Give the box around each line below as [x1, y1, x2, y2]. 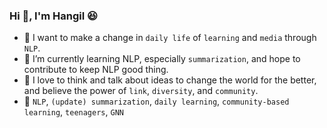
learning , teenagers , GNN [23, 106, 124, 118]
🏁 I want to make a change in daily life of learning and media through [23, 32, 317, 44]
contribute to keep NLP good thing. [23, 64, 169, 76]
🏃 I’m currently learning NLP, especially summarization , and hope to [23, 53, 301, 65]
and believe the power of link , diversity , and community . [23, 85, 259, 97]
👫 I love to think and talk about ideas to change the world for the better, [23, 74, 317, 86]
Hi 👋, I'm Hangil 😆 [9, 9, 99, 23]
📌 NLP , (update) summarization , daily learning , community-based [23, 95, 290, 108]
